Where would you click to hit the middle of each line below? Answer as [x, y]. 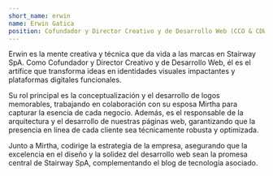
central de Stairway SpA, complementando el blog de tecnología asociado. [133, 163]
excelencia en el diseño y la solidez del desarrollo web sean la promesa [128, 154]
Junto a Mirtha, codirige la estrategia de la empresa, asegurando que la [128, 146]
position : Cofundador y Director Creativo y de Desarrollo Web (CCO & [130, 31]
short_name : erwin [39, 16]
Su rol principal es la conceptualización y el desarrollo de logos [115, 96]
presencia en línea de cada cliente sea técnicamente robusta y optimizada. [134, 130]
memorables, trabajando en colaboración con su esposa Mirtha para [123, 104]
